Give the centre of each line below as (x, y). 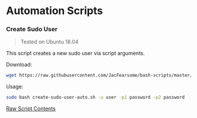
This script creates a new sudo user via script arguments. (76, 53)
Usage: (15, 87)
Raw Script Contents (31, 109)
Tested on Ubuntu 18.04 (49, 42)
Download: (19, 65)
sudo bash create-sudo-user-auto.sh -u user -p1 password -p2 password (95, 97)
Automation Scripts (55, 11)
